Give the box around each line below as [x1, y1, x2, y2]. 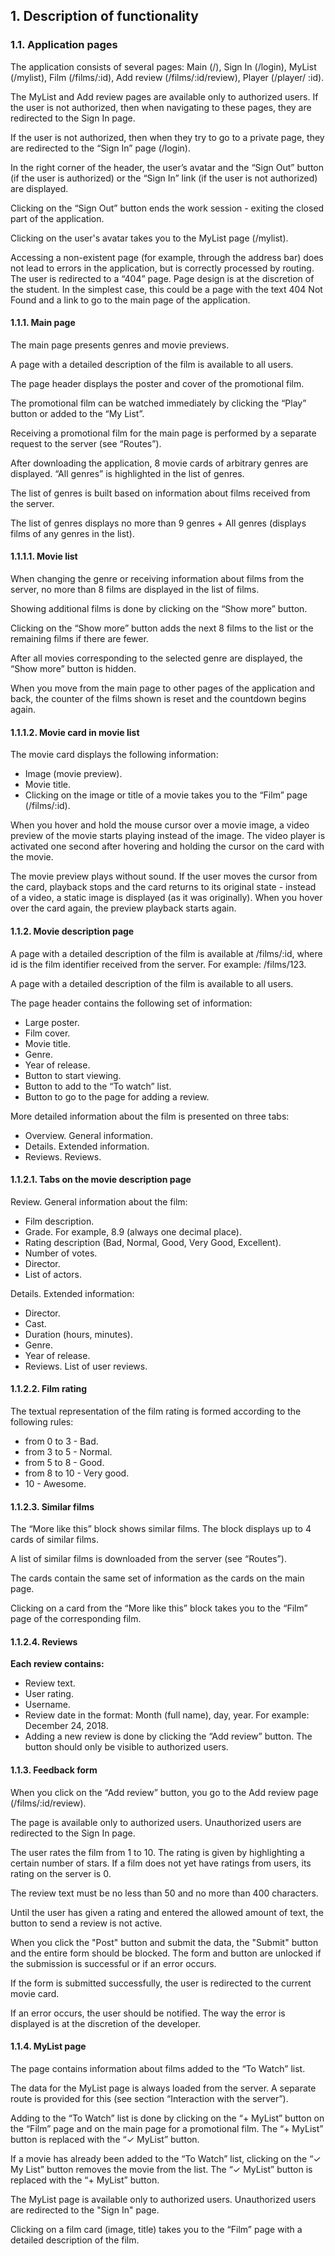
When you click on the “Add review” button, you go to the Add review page [10, 1786, 319, 1798]
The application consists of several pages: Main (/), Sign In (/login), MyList [10, 60, 317, 73]
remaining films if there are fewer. [10, 633, 149, 645]
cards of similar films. [10, 1534, 99, 1546]
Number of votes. [24, 1247, 98, 1259]
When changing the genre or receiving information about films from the [10, 573, 305, 585]
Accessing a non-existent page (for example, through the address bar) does [10, 251, 324, 263]
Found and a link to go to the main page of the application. [10, 294, 251, 306]
